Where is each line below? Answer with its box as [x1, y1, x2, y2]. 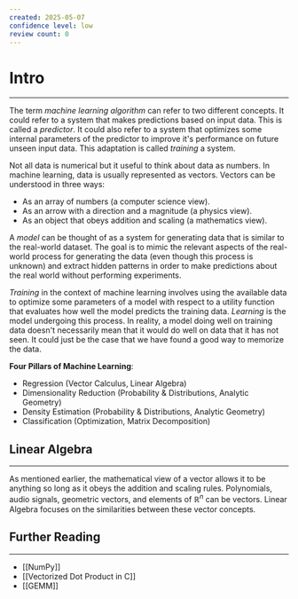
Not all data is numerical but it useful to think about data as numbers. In [9, 161, 271, 171]
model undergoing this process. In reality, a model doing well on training [9, 316, 273, 327]
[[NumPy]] [21, 561, 61, 572]
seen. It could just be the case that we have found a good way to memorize [9, 335, 285, 345]
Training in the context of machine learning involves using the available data [9, 288, 287, 298]
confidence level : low [9, 21, 93, 30]
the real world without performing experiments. [9, 270, 182, 280]
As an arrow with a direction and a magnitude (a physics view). [21, 206, 253, 217]
